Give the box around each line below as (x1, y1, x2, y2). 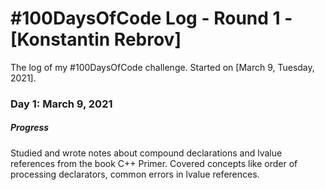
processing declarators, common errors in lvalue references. (10, 168, 260, 180)
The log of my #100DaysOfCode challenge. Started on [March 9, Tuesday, (10, 61, 315, 73)
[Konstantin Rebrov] (10, 28, 182, 51)
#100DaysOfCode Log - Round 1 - (10, 7, 293, 30)
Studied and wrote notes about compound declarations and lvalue (10, 147, 283, 159)
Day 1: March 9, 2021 (10, 97, 113, 111)
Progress (10, 122, 50, 134)
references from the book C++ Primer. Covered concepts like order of (10, 157, 298, 169)
